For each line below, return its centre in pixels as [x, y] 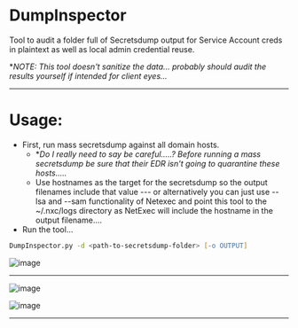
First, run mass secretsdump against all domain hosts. [121, 144]
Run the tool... [47, 229]
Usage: [36, 120]
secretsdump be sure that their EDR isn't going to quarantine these [157, 163]
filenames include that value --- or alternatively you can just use [153, 191]
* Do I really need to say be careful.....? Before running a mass [148, 154]
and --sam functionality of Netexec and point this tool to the [158, 201]
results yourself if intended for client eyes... [88, 75]
